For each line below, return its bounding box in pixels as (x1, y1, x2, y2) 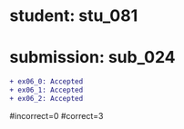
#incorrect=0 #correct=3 (9, 110, 104, 121)
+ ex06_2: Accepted (9, 94, 84, 103)
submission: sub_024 (9, 47, 176, 68)
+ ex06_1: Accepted (9, 85, 84, 94)
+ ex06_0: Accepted (9, 77, 84, 86)
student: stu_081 (9, 5, 138, 26)
